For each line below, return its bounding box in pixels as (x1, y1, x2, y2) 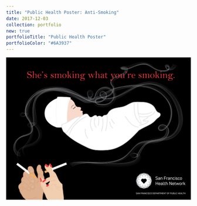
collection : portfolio (6, 22, 62, 28)
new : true (6, 28, 30, 34)
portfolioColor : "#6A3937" (6, 40, 72, 46)
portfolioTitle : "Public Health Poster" (6, 34, 107, 40)
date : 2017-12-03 (6, 15, 49, 22)
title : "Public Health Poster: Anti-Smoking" (6, 9, 119, 15)
